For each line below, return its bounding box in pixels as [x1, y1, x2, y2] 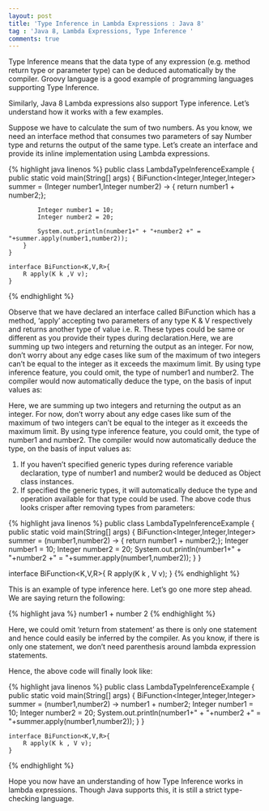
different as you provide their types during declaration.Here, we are [8, 333, 233, 343]
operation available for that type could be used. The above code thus [19, 494, 251, 504]
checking [8, 794, 40, 804]
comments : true [8, 34, 60, 43]
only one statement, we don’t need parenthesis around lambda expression [8, 642, 257, 652]
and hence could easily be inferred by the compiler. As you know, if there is [8, 633, 260, 643]
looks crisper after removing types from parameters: [19, 503, 196, 513]
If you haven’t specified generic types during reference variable [19, 460, 233, 470]
